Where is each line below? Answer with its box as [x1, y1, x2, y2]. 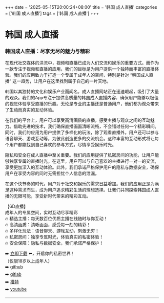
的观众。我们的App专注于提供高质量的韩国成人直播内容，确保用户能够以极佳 [5, 95, 159, 101]
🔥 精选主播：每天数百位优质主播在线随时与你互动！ [5, 216, 108, 221]
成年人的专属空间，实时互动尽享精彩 [5, 210, 78, 216]
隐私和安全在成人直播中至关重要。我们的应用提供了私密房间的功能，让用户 [5, 152, 155, 158]
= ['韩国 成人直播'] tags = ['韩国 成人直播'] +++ [5, 10, 99, 16]
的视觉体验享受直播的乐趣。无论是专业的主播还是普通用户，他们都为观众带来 [5, 101, 159, 107]
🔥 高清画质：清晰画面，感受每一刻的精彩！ [5, 222, 91, 228]
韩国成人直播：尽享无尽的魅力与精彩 [5, 48, 90, 55]
